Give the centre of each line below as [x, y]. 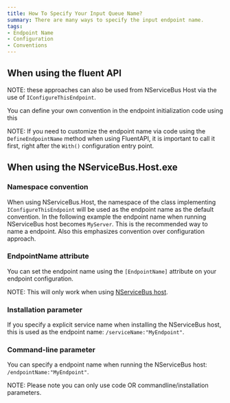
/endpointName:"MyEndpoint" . [48, 372]
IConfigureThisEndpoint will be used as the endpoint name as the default [111, 209]
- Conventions [27, 45]
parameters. [24, 393]
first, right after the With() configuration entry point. [81, 146]
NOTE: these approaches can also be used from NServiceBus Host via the [112, 89]
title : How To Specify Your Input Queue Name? [75, 13]
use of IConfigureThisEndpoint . [51, 97]
